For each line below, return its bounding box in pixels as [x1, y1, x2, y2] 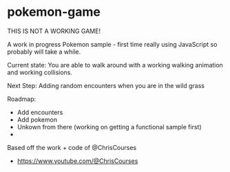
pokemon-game [7, 4, 101, 20]
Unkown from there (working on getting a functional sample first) [17, 122, 202, 131]
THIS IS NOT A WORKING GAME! [7, 27, 101, 35]
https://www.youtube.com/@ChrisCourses [17, 156, 138, 165]
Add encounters [17, 108, 63, 116]
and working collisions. [7, 68, 73, 76]
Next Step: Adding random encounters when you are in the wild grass [7, 81, 205, 89]
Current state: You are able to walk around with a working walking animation [7, 61, 224, 69]
